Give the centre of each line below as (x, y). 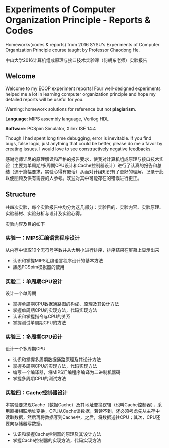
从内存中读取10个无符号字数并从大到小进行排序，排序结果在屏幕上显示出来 (82, 250)
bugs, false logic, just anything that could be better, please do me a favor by (84, 143)
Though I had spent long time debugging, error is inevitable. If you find (78, 138)
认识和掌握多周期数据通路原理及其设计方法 (57, 360)
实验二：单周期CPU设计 (34, 281)
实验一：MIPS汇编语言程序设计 (43, 238)
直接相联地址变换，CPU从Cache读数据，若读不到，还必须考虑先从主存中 (85, 411)
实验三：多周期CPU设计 (34, 337)
